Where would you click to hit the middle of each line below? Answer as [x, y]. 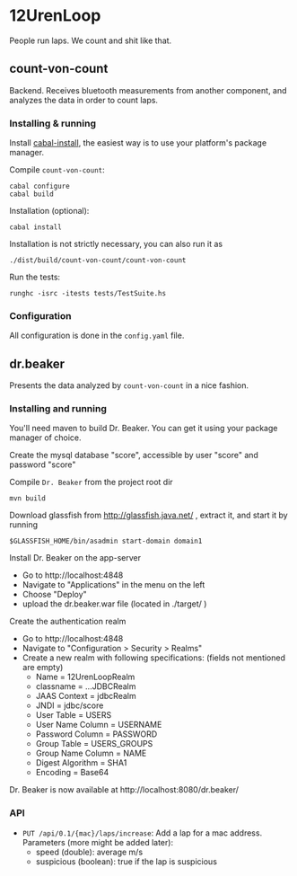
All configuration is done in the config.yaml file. [97, 336]
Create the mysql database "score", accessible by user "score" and [134, 456]
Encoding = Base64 [72, 773]
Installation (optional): [49, 211]
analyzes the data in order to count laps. [84, 100]
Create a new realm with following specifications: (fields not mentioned [153, 658]
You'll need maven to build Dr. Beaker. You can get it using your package [144, 429]
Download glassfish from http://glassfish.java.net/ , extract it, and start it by [149, 515]
